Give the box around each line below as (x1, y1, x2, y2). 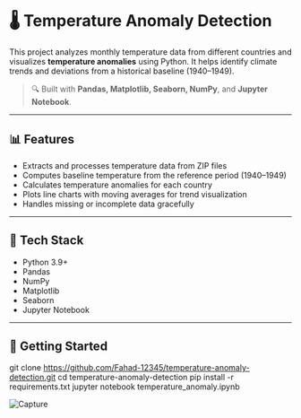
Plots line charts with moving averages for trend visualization (21, 188, 248, 199)
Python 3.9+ (21, 257, 69, 267)
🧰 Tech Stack (9, 233, 84, 248)
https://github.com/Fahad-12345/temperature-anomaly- (43, 362, 250, 373)
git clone (9, 362, 42, 373)
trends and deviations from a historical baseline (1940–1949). (9, 65, 235, 76)
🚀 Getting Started (9, 338, 108, 353)
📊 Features (9, 132, 74, 147)
